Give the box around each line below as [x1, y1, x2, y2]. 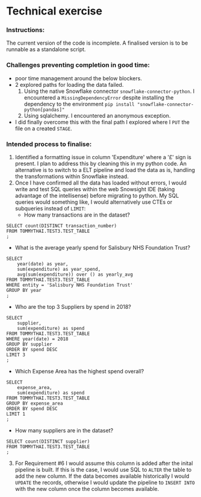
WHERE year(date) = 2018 [6, 336, 69, 342]
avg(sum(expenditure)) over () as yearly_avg [17, 271, 134, 278]
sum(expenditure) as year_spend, [17, 267, 101, 273]
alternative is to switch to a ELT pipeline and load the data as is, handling [14, 166, 196, 174]
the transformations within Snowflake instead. [14, 173, 129, 180]
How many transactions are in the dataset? [23, 211, 131, 218]
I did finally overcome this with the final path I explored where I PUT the [14, 118, 190, 125]
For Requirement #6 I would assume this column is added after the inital [14, 460, 193, 467]
